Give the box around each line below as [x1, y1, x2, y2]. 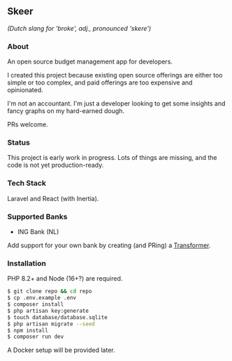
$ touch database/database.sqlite [7, 314, 108, 321]
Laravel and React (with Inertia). [7, 194, 99, 202]
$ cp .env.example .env [7, 295, 77, 302]
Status [7, 138, 30, 147]
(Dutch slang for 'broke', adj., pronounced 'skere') [7, 24, 152, 32]
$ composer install [7, 301, 64, 308]
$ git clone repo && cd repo [7, 288, 92, 295]
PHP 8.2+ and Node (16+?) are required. [7, 274, 123, 283]
